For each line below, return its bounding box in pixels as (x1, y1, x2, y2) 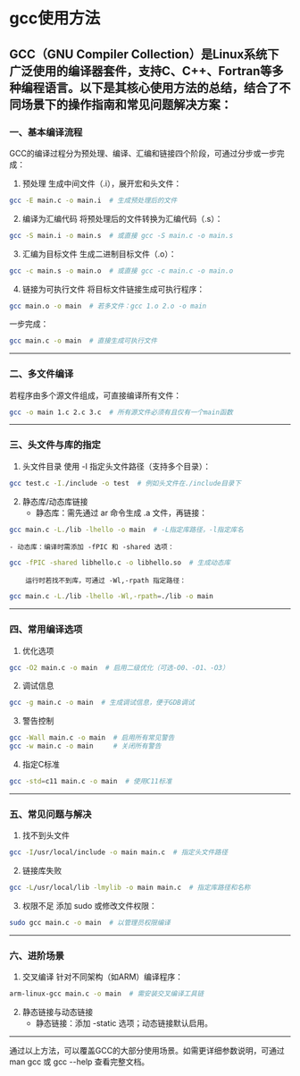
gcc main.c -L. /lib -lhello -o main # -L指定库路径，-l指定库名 (9, 525, 244, 534)
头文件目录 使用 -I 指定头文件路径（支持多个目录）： (21, 461, 212, 471)
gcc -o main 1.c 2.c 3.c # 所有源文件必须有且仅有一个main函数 (9, 408, 234, 417)
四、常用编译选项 (9, 623, 83, 636)
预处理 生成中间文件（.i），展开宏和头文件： (21, 178, 182, 189)
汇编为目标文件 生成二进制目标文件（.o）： (21, 248, 177, 259)
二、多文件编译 (9, 368, 74, 380)
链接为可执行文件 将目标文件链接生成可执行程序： (21, 284, 205, 294)
